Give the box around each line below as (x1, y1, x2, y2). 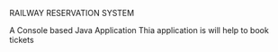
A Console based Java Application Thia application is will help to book (9, 25, 270, 35)
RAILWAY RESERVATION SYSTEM (9, 8, 135, 18)
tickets (9, 35, 34, 45)
